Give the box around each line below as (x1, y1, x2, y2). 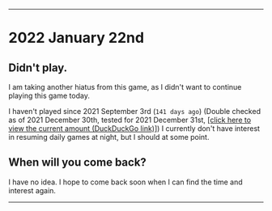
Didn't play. (8, 61, 68, 74)
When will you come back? (8, 155, 147, 170)
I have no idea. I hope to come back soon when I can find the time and (8, 177, 243, 187)
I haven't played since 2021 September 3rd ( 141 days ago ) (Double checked (8, 107, 261, 116)
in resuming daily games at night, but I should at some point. (8, 133, 210, 141)
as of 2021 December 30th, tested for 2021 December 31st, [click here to (8, 115, 252, 124)
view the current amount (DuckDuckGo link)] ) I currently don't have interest (8, 124, 261, 133)
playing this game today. (8, 91, 91, 100)
